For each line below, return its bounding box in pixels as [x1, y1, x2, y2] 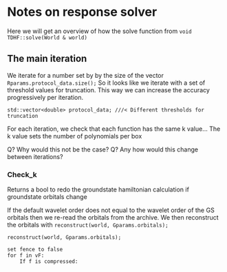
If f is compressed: [19, 258, 78, 265]
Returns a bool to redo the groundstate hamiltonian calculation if [7, 185, 189, 193]
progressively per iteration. [7, 93, 84, 101]
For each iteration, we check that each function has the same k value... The [7, 125, 221, 133]
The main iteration [7, 53, 87, 65]
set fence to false [7, 246, 63, 253]
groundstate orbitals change [7, 193, 87, 201]
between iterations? [7, 152, 63, 160]
